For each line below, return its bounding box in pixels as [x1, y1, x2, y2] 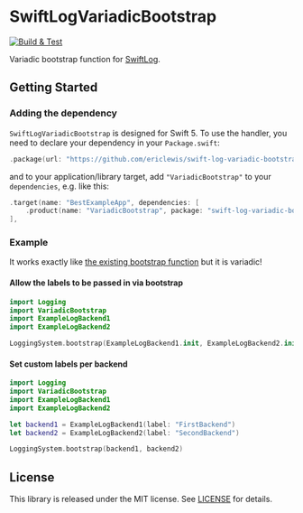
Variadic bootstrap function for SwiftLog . [9, 53, 161, 64]
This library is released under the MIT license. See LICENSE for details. [9, 494, 273, 505]
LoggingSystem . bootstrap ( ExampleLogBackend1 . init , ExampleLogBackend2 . [9, 339, 284, 349]
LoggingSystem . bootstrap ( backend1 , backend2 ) [9, 444, 183, 453]
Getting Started [9, 79, 98, 96]
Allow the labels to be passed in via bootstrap [9, 277, 183, 288]
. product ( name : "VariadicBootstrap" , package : [25, 206, 204, 216]
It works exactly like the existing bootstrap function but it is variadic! [9, 256, 263, 267]
